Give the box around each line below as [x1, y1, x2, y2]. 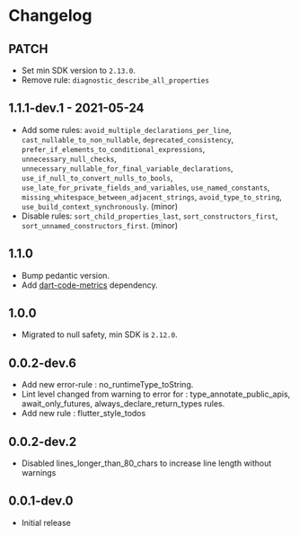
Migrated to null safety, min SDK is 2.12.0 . [21, 329, 178, 340]
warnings [21, 468, 57, 478]
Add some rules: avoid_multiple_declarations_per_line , [21, 124, 232, 135]
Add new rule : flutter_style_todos [21, 408, 146, 419]
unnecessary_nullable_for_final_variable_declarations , [21, 163, 234, 174]
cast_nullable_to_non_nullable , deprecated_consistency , [21, 134, 234, 145]
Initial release [21, 517, 71, 528]
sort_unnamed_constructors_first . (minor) [21, 219, 179, 230]
